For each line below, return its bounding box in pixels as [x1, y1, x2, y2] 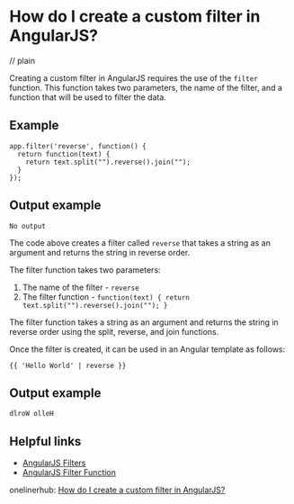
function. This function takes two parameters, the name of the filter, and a [9, 82, 283, 93]
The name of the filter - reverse [22, 282, 139, 292]
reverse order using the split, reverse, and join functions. [9, 326, 219, 337]
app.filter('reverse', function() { [9, 141, 147, 150]
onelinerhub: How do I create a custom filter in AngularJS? [9, 484, 226, 496]
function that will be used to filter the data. [9, 92, 166, 103]
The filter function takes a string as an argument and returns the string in [9, 317, 279, 328]
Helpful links [9, 434, 82, 449]
